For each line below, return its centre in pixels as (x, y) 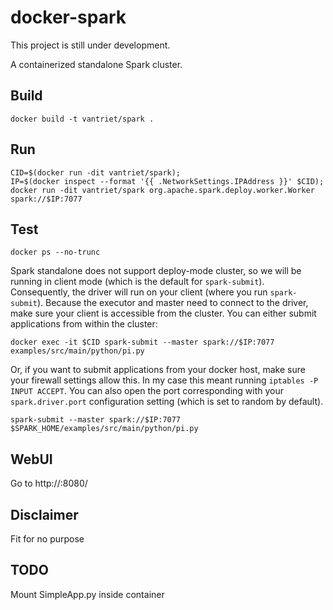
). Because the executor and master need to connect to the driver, (172, 303)
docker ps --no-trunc (55, 252)
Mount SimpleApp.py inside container (87, 594)
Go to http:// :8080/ (49, 483)
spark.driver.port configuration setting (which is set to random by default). (167, 402)
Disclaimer (44, 514)
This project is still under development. (90, 45)
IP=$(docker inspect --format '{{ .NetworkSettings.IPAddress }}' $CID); (167, 181)
